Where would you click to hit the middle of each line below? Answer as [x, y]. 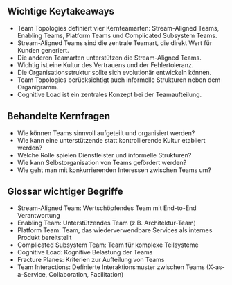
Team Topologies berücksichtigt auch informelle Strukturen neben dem [119, 80]
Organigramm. [38, 87]
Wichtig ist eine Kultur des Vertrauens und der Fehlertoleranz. [105, 64]
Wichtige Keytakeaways [61, 11]
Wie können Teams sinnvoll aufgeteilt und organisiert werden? [106, 133]
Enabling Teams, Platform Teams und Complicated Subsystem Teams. [117, 35]
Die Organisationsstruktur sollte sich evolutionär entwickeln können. [114, 72]
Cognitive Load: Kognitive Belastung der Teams [85, 252]
